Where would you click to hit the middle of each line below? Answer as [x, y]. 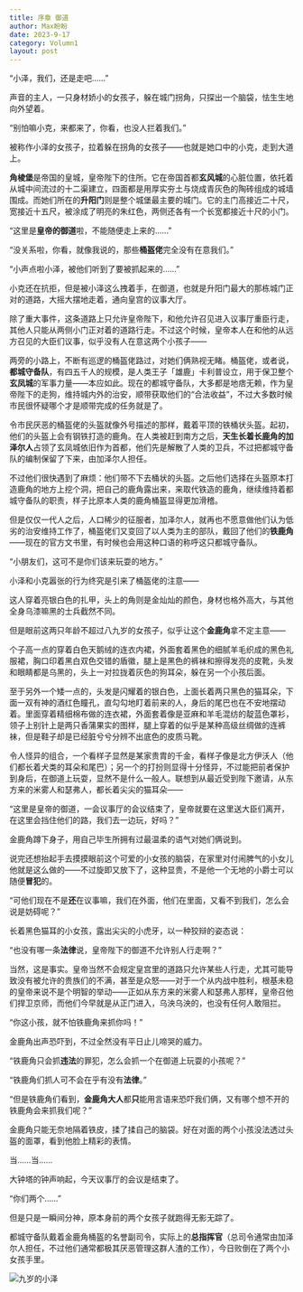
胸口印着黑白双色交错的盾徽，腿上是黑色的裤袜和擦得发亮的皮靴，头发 [163, 661]
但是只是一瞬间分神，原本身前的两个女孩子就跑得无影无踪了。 [124, 1218]
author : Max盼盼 [38, 26]
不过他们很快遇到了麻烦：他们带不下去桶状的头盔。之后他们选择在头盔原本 [147, 478]
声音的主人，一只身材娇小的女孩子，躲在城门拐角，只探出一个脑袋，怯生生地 [151, 98]
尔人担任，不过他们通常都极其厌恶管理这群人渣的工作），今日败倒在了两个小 [150, 1249]
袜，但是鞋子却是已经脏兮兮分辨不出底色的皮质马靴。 [108, 736]
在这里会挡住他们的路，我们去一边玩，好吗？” [94, 820]
